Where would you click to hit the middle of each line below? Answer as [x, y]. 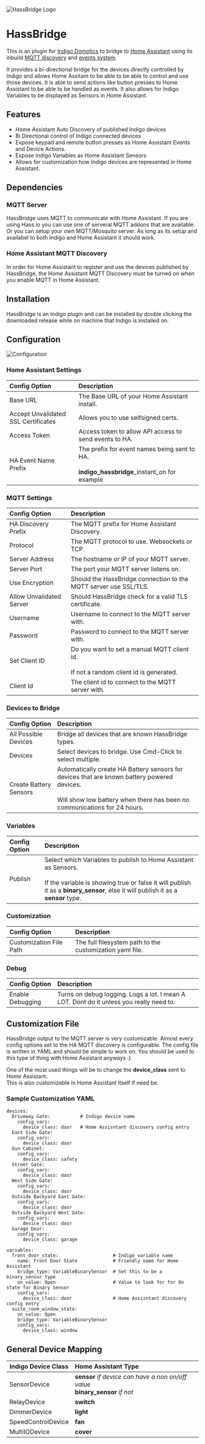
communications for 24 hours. [100, 808]
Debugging [25, 1002]
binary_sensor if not [104, 1392]
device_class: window [50, 1331]
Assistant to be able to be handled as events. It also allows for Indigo [92, 89]
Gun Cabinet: [28, 1149]
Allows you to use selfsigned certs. [128, 418]
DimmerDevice [31, 1412]
